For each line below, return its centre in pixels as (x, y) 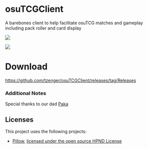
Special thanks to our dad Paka (37, 104)
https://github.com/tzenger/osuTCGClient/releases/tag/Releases (71, 80)
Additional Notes (26, 93)
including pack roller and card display (43, 28)
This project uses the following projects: (46, 131)
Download (26, 67)
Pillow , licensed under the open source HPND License (67, 141)
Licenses (19, 120)
